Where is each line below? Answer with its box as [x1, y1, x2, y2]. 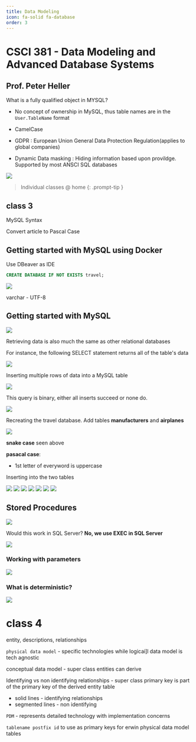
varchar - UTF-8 [6, 293, 46, 301]
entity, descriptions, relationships [6, 636, 87, 643]
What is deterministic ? [6, 583, 73, 591]
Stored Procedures [6, 503, 77, 513]
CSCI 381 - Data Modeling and [6, 45, 156, 58]
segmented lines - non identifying [14, 701, 97, 708]
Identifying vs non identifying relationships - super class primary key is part [6, 677, 190, 684]
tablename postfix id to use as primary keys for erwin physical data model [6, 724, 190, 731]
